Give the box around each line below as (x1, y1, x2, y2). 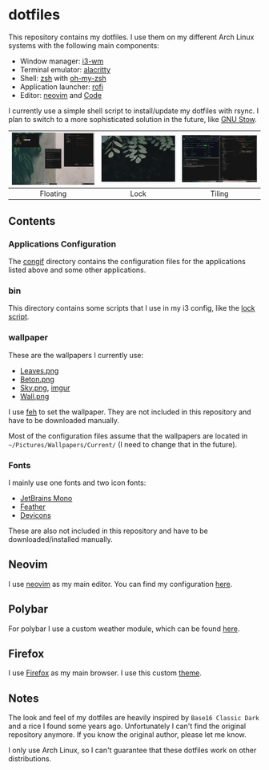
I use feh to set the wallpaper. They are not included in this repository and (8, 407, 251, 417)
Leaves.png (19, 365, 59, 375)
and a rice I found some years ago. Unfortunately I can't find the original (8, 721, 247, 731)
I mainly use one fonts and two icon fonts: (8, 478, 147, 487)
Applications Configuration (8, 238, 117, 250)
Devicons (19, 510, 52, 519)
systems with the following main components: (8, 40, 160, 50)
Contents (8, 214, 56, 228)
